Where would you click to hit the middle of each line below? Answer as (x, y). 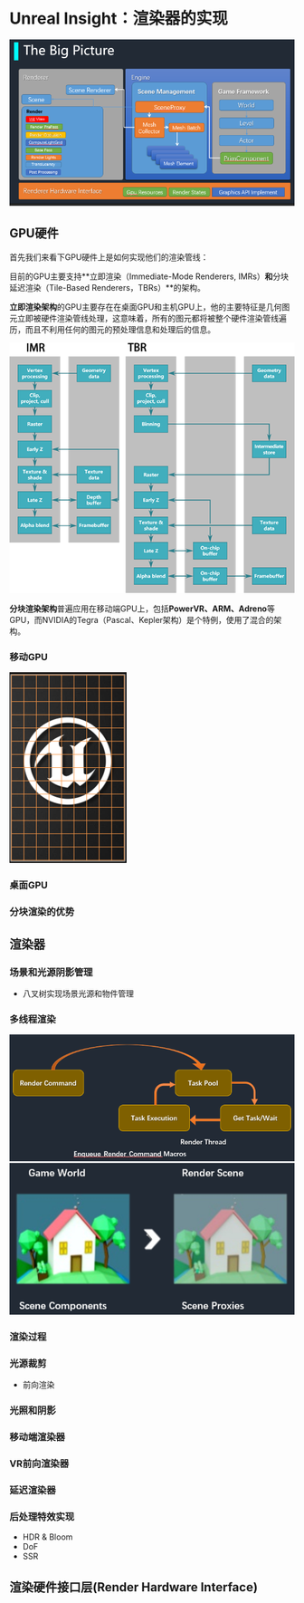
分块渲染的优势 (42, 912)
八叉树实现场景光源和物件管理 (78, 993)
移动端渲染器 (38, 1437)
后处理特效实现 (42, 1516)
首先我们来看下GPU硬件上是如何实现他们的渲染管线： (109, 257)
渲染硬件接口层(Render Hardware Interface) (133, 1587)
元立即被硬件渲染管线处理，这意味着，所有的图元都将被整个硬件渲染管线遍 (148, 318)
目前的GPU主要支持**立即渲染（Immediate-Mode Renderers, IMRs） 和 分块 (149, 276)
